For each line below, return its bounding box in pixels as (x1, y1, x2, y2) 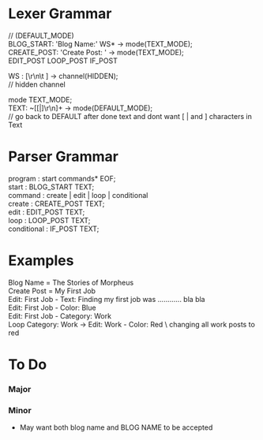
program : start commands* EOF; (8, 173, 116, 183)
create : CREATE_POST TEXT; (8, 199, 105, 208)
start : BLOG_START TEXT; (8, 182, 95, 192)
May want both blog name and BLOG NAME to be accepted (19, 423, 213, 432)
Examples (8, 252, 74, 270)
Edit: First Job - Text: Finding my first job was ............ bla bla (8, 294, 205, 304)
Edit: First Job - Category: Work (8, 311, 112, 320)
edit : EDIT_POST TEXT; (8, 207, 85, 217)
